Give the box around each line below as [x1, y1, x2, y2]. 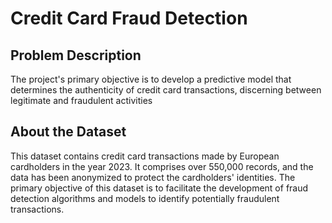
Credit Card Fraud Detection [10, 7, 248, 30]
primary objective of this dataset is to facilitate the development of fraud [10, 182, 309, 194]
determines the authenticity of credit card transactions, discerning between [10, 84, 322, 96]
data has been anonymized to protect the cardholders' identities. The [10, 171, 296, 183]
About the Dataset [10, 123, 127, 141]
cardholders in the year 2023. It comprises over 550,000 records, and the [10, 160, 314, 172]
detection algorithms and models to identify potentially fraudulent [10, 192, 280, 204]
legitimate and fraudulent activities [10, 95, 153, 106]
